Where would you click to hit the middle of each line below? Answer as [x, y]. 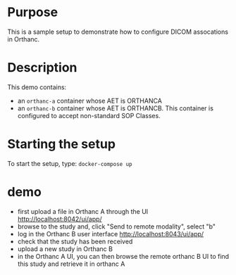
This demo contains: [37, 87]
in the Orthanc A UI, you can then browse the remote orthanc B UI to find [123, 256]
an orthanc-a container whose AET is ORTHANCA [89, 101]
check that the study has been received [75, 241]
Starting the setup [62, 144]
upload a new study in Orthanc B [65, 249]
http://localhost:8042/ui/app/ [60, 219]
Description [42, 68]
